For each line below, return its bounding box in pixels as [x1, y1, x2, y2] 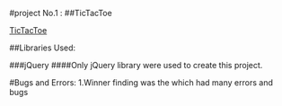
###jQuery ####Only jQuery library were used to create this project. [9, 60, 263, 70]
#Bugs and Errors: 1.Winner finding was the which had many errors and [9, 77, 274, 88]
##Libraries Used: [9, 42, 76, 53]
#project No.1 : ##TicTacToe [9, 8, 112, 18]
